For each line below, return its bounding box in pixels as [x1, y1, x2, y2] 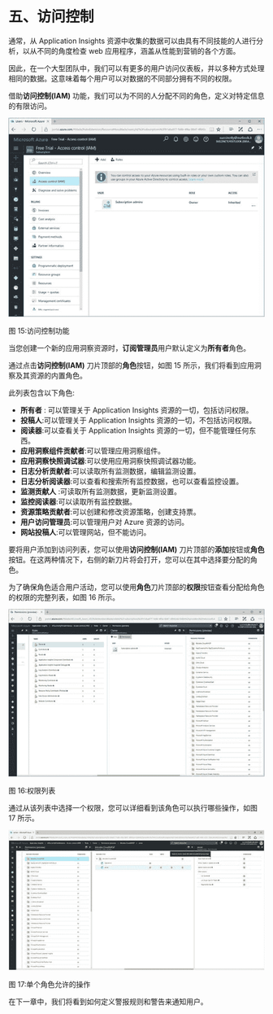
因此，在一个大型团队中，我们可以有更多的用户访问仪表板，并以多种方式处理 [8, 63, 265, 73]
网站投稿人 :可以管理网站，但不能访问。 [19, 527, 151, 537]
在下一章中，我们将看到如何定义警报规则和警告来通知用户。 [8, 997, 208, 1007]
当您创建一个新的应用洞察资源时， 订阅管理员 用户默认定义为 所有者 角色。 [8, 343, 250, 352]
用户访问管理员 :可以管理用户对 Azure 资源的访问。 [19, 517, 189, 527]
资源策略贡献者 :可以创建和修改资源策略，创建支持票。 [19, 506, 201, 517]
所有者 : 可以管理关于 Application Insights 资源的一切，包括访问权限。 [19, 404, 253, 415]
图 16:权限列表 [8, 786, 56, 796]
